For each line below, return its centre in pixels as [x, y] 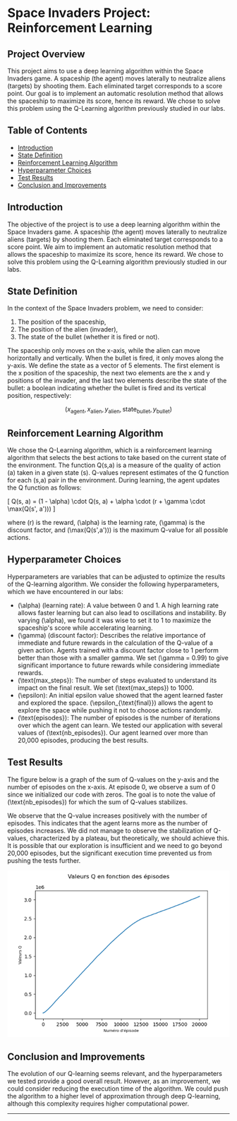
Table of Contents [48, 131]
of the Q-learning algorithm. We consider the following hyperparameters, [114, 584]
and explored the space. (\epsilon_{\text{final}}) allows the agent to [115, 703]
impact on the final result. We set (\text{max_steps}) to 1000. [105, 687]
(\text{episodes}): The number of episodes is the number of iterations [119, 717]
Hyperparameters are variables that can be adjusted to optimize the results [116, 576]
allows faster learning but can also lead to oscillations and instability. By [122, 612]
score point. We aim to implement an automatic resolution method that [109, 247]
